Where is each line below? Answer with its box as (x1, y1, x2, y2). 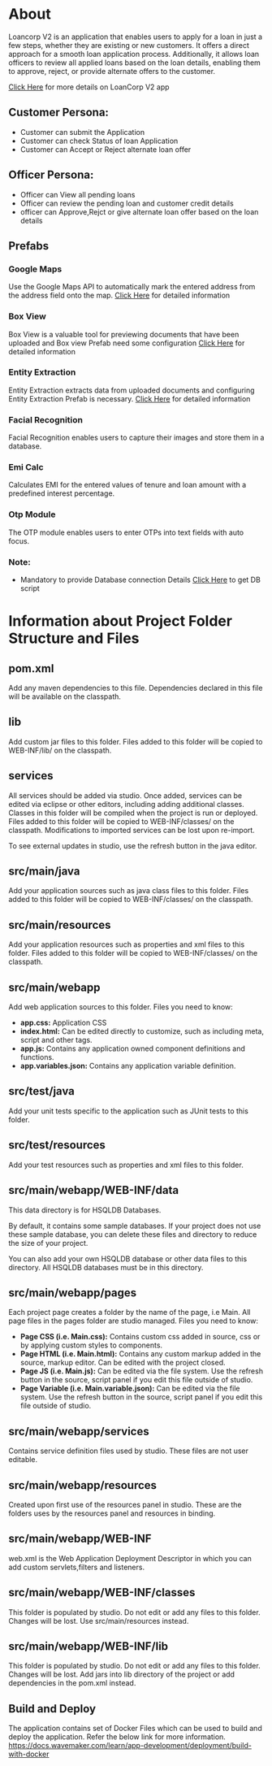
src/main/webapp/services (8, 1424, 149, 1438)
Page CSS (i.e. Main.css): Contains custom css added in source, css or (19, 1332, 261, 1342)
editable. (8, 1455, 38, 1464)
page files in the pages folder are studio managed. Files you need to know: (8, 1316, 258, 1326)
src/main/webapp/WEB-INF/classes (8, 1586, 196, 1599)
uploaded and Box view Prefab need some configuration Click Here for (8, 338, 245, 348)
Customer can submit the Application (19, 127, 145, 137)
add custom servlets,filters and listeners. (8, 1562, 145, 1572)
